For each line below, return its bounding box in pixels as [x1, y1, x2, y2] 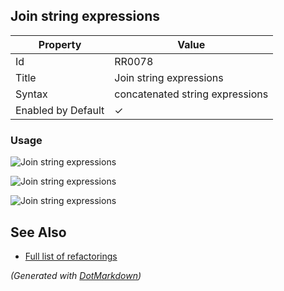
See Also [10, 224, 67, 241]
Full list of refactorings [24, 250, 118, 262]
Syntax [15, 87, 48, 101]
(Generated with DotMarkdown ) [10, 269, 142, 281]
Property [38, 37, 82, 51]
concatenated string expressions [114, 87, 269, 101]
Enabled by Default [15, 103, 105, 117]
